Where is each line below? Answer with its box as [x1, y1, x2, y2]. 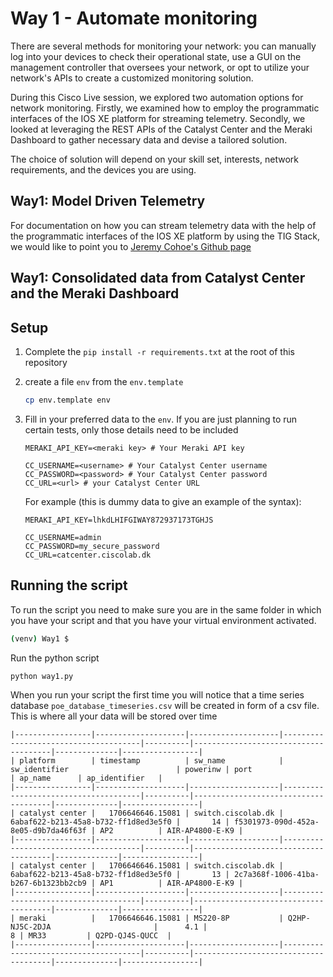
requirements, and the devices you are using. [10, 163, 197, 176]
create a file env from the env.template [24, 375, 184, 387]
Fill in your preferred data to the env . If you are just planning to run [24, 413, 298, 425]
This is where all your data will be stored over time [10, 710, 218, 722]
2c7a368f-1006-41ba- [233, 870, 320, 880]
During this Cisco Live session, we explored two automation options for [10, 91, 304, 103]
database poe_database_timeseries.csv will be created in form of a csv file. [10, 700, 320, 712]
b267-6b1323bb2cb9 [10, 878, 87, 889]
